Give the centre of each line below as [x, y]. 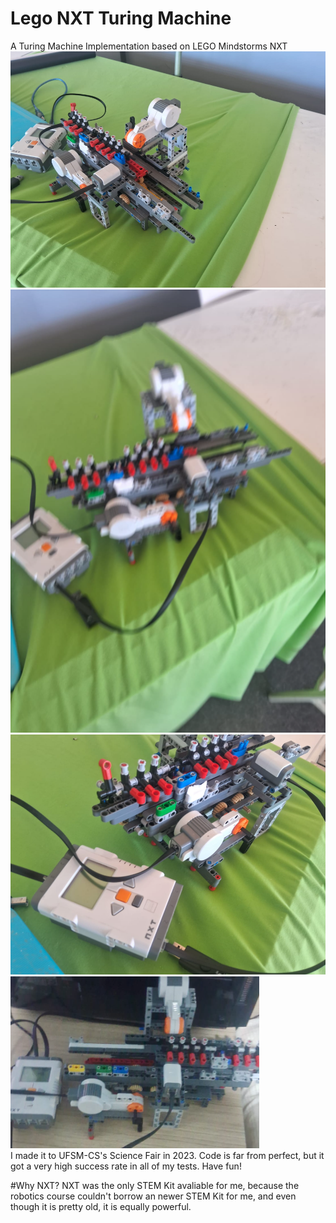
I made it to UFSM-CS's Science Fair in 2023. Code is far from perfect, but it [167, 1155]
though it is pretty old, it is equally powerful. [101, 1206]
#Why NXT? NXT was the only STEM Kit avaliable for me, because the [155, 1185]
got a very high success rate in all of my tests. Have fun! [126, 1166]
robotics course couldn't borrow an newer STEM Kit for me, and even [153, 1196]
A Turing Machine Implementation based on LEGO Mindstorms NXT [149, 46]
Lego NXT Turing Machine [121, 18]
